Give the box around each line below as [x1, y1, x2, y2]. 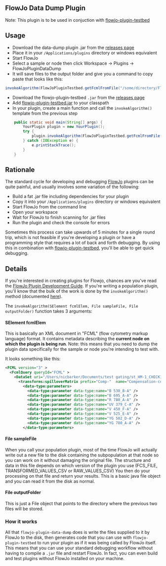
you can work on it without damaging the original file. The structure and [5, 457, 151, 463]
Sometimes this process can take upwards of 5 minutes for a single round [5, 229, 155, 235]
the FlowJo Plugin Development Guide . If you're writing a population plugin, [5, 283, 159, 289]
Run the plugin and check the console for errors [12, 220, 110, 226]
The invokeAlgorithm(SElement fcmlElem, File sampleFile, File [5, 303, 138, 309]
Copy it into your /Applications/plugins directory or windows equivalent [12, 199, 161, 204]
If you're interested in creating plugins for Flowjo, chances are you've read [5, 278, 157, 283]
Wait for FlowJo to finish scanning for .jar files [12, 214, 106, 220]
